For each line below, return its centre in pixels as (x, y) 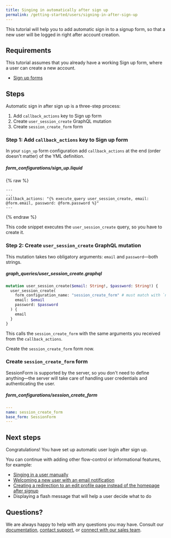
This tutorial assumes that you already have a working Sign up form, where (84, 63)
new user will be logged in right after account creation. (63, 35)
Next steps (23, 437)
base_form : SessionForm (31, 417)
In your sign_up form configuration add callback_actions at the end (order (83, 151)
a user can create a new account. (41, 68)
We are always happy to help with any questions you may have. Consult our (85, 524)
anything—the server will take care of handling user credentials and (77, 378)
